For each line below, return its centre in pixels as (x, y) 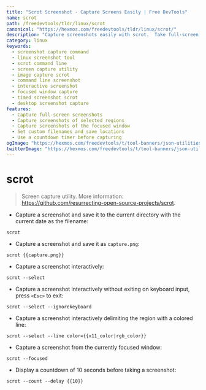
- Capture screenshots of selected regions (68, 120)
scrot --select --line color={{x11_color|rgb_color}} (77, 336)
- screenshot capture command (50, 52)
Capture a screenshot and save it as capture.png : (77, 243)
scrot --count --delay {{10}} (45, 381)
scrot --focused (27, 358)
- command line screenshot (46, 80)
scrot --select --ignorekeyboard (49, 307)
